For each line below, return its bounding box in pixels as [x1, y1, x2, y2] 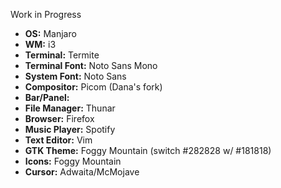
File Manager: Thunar [24, 102, 116, 114]
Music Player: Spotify [24, 124, 116, 135]
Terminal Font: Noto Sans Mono [24, 60, 158, 71]
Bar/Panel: [24, 92, 70, 103]
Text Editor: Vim [24, 134, 93, 146]
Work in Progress [10, 9, 82, 20]
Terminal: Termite [24, 49, 100, 61]
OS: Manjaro [24, 28, 77, 39]
